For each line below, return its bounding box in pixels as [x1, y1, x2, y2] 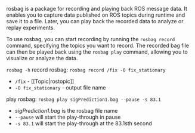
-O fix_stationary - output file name [14, 84, 106, 91]
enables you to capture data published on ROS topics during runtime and [6, 11, 185, 18]
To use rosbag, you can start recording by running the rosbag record [6, 36, 175, 42]
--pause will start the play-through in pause [14, 113, 121, 120]
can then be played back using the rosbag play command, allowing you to [6, 48, 188, 55]
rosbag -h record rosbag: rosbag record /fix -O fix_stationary [6, 66, 166, 73]
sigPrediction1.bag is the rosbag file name [14, 107, 118, 114]
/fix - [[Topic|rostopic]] [14, 78, 75, 85]
